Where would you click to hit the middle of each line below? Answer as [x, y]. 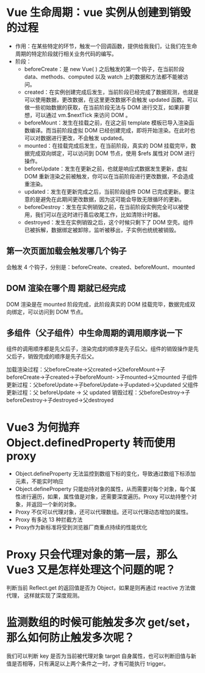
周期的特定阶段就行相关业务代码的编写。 [66, 53]
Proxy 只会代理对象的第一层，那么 [92, 554]
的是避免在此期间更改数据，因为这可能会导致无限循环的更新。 [107, 199]
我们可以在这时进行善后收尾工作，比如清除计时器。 [99, 215]
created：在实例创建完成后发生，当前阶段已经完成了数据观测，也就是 [111, 92]
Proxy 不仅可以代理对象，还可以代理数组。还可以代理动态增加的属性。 [103, 512]
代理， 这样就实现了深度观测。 [45, 596]
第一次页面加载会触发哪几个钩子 [67, 251]
